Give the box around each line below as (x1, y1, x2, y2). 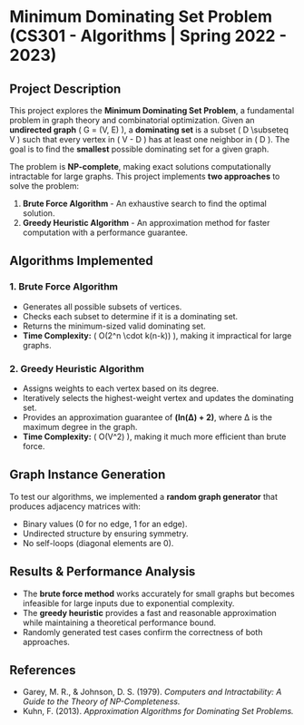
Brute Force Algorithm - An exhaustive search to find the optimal (22, 198, 268, 209)
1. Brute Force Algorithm (9, 280, 119, 293)
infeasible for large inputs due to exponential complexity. (22, 597, 235, 609)
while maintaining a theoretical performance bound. (22, 617, 216, 628)
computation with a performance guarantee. (22, 227, 189, 238)
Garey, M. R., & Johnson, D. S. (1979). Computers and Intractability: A (22, 687, 282, 698)
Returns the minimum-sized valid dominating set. (22, 320, 206, 331)
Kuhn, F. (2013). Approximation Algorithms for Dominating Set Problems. (22, 706, 294, 717)
